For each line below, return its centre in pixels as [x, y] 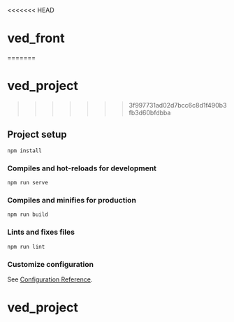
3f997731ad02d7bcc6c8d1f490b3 [178, 105]
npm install [24, 151]
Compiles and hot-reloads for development [82, 168]
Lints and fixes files [41, 232]
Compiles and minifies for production [72, 200]
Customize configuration [51, 264]
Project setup [37, 134]
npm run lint [26, 247]
